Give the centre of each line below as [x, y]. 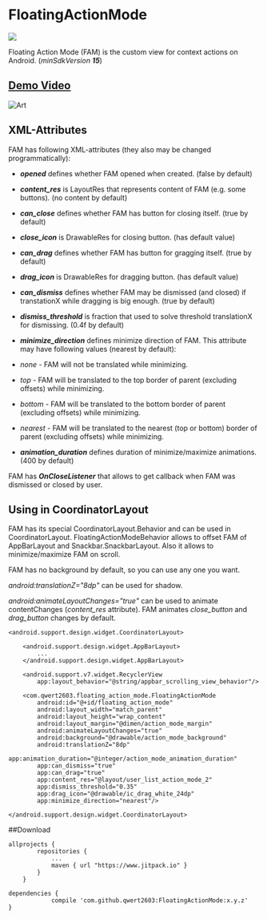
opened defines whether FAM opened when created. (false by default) [136, 173]
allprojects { [32, 844]
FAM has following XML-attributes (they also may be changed [110, 149]
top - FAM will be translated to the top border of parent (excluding [128, 380]
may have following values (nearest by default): [98, 349]
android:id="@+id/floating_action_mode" [105, 703]
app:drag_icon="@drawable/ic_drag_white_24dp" [116, 794]
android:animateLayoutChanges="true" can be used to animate [113, 601]
